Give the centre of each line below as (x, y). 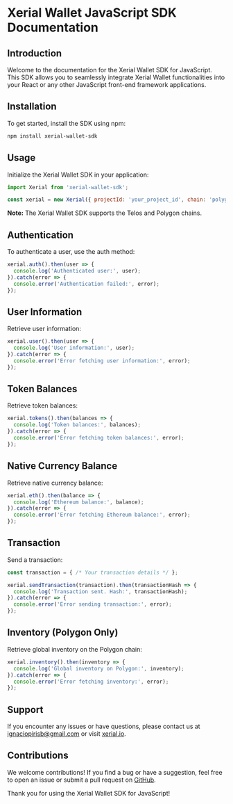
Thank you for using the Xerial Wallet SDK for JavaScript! (89, 793)
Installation (32, 107)
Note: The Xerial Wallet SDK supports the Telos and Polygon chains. (105, 213)
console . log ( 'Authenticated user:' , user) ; (77, 271)
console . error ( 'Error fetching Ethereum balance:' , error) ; (102, 515)
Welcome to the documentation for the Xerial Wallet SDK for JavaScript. (110, 70)
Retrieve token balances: (43, 405)
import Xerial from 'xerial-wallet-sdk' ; (68, 187)
